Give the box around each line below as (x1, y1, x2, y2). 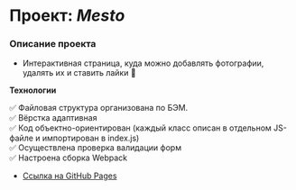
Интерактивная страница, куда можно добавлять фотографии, (22, 58, 264, 68)
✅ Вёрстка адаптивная (9, 113, 97, 123)
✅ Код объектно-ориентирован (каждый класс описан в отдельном (9, 122, 273, 133)
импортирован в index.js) (42, 132, 140, 144)
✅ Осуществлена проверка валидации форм (9, 142, 182, 153)
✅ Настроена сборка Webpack (9, 152, 128, 163)
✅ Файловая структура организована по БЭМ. (9, 103, 189, 113)
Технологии (9, 85, 57, 95)
